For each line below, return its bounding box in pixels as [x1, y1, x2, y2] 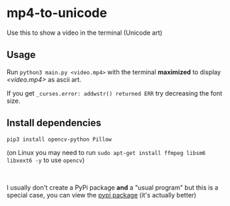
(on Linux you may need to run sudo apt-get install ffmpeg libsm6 [6, 148, 206, 156]
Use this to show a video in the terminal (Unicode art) [6, 28, 163, 37]
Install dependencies [6, 117, 102, 129]
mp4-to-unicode [6, 5, 107, 21]
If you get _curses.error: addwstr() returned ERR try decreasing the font [6, 88, 223, 97]
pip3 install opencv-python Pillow [6, 136, 112, 143]
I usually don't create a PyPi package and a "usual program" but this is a [6, 183, 219, 192]
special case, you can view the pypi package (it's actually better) [6, 190, 197, 199]
